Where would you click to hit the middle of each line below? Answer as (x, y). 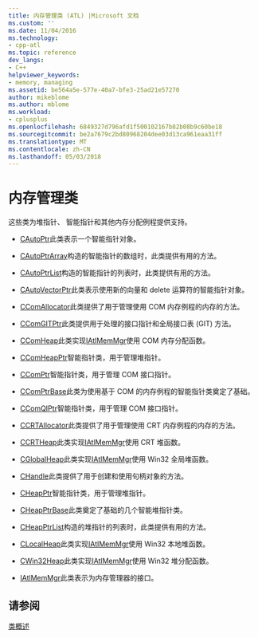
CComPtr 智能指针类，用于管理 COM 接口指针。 (98, 375)
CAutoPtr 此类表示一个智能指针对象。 (80, 239)
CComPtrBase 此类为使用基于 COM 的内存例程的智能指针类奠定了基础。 (137, 392)
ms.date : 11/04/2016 (43, 30)
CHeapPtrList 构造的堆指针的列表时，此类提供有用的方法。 (115, 527)
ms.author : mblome (39, 104)
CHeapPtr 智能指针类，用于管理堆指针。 (84, 493)
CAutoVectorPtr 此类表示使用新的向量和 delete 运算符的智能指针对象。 (134, 290)
